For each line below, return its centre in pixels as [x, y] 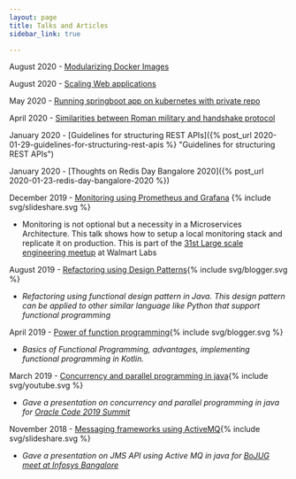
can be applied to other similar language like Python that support [141, 305]
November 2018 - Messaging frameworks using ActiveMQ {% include [135, 429]
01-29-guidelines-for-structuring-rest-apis [87, 145]
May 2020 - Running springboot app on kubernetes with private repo [135, 101]
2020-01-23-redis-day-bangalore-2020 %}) [90, 181]
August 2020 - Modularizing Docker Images [89, 66]
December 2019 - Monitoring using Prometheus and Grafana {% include [140, 198]
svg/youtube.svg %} [46, 385]
